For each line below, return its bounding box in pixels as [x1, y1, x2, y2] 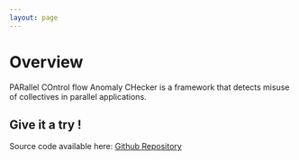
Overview [9, 51, 84, 72]
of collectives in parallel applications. [9, 91, 147, 102]
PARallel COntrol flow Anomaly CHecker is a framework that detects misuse [9, 82, 290, 93]
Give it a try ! [9, 117, 82, 132]
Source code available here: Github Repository [9, 141, 182, 152]
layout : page [9, 13, 59, 22]
